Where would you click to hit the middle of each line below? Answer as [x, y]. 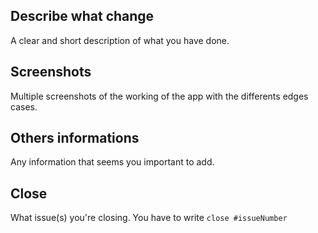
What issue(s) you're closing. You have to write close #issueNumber [149, 218]
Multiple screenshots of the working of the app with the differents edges [159, 96]
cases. [24, 106]
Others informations [75, 138]
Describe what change [82, 16]
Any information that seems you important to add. [112, 162]
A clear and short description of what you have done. [120, 40]
